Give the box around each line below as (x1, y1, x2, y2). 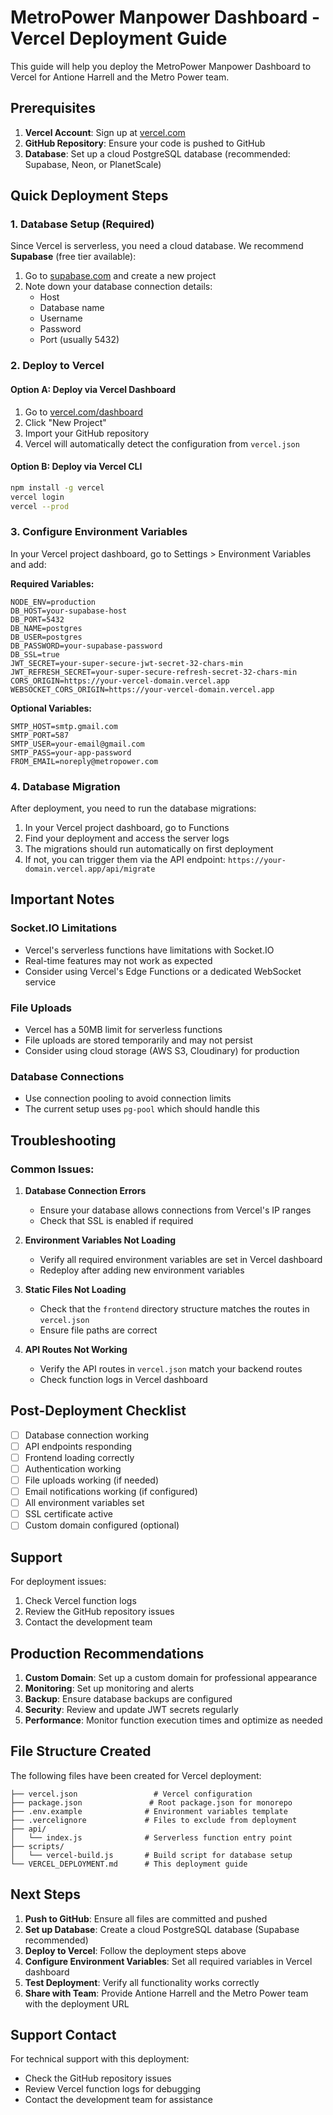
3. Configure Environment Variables (10, 525, 188, 539)
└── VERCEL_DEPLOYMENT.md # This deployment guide (10, 1859, 248, 1869)
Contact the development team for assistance (24, 2094, 214, 2106)
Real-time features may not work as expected (24, 954, 213, 966)
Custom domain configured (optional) (24, 1519, 180, 1531)
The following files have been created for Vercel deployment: (10, 1769, 262, 1781)
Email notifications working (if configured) (24, 1486, 198, 1498)
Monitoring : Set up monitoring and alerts (24, 1682, 195, 1694)
